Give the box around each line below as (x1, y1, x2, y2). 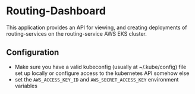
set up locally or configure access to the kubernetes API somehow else (14, 70, 190, 77)
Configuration (6, 48, 59, 58)
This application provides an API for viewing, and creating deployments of (6, 24, 187, 31)
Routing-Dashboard (6, 4, 106, 18)
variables (14, 82, 37, 89)
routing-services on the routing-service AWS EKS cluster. (6, 30, 147, 37)
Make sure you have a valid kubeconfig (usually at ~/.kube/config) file (14, 63, 187, 70)
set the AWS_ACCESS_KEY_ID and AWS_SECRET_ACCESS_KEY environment (14, 76, 179, 83)
